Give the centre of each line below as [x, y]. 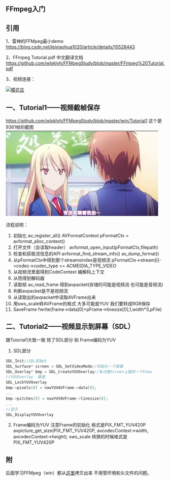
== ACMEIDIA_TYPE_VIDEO [88, 266]
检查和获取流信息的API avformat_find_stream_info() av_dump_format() [86, 254]
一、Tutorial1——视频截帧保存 [53, 108]
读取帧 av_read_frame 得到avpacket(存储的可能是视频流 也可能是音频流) [88, 285]
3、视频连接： [21, 79]
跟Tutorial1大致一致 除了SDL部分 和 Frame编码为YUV [61, 339]
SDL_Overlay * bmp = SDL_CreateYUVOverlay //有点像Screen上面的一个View [79, 372]
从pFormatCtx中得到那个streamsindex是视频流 [62, 260]
